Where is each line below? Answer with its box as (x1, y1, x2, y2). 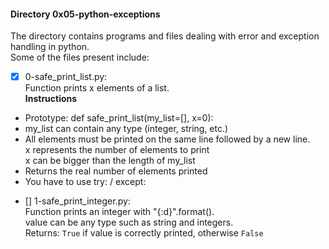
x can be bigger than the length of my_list (24, 155, 196, 167)
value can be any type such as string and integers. (24, 216, 234, 229)
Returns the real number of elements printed (24, 165, 208, 177)
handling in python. (10, 41, 90, 53)
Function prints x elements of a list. (24, 82, 170, 94)
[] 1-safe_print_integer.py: (24, 195, 131, 207)
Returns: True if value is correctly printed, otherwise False (24, 227, 264, 239)
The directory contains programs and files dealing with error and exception (10, 30, 320, 42)
